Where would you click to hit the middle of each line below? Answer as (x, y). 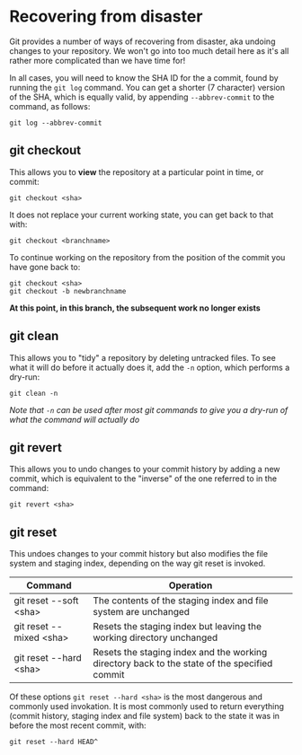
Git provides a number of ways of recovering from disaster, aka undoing (142, 41)
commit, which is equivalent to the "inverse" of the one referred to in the (143, 478)
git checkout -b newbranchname (68, 291)
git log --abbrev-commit (56, 123)
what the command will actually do (75, 419)
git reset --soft (46, 601)
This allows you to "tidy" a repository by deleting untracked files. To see (142, 357)
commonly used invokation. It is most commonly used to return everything (147, 707)
